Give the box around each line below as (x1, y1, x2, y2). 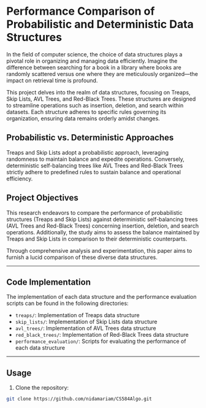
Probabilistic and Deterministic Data (6, 17, 194, 31)
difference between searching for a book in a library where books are (6, 63, 182, 71)
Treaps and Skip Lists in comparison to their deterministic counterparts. (6, 235, 188, 242)
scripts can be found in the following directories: (6, 299, 129, 307)
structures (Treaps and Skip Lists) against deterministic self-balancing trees (6, 215, 198, 223)
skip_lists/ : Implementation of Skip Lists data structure (15, 318, 158, 326)
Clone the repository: (15, 384, 69, 391)
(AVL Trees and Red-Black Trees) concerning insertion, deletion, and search (6, 222, 199, 229)
